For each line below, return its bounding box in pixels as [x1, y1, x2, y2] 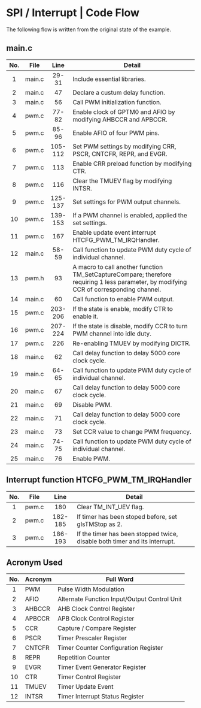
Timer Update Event [57, 683, 114, 691]
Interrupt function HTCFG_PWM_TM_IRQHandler [6, 475, 192, 485]
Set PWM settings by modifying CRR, [72, 142, 176, 150]
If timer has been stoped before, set [77, 512, 178, 521]
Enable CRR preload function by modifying [72, 159, 192, 168]
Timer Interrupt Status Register [57, 692, 145, 701]
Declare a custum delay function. [72, 88, 166, 96]
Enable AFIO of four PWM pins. [72, 129, 160, 137]
